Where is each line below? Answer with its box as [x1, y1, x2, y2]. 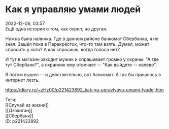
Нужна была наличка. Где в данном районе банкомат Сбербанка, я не [5, 36, 159, 42]
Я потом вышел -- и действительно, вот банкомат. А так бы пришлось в [5, 71, 161, 77]
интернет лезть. [5, 77, 40, 83]
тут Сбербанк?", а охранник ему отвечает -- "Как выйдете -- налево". [5, 61, 157, 68]
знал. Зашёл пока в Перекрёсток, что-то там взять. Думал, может [5, 41, 150, 47]
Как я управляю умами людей [5, 4, 141, 15]
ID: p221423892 [5, 118, 39, 124]
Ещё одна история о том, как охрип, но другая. [5, 25, 108, 31]
